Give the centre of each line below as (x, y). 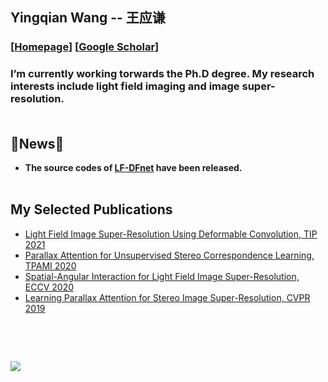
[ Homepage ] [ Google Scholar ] (85, 47)
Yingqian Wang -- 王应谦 (88, 18)
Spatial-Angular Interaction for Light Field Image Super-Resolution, (162, 276)
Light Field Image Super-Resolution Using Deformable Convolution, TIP (171, 234)
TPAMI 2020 (50, 265)
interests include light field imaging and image (125, 86)
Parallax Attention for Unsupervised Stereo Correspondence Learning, (169, 255)
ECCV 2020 (49, 287)
